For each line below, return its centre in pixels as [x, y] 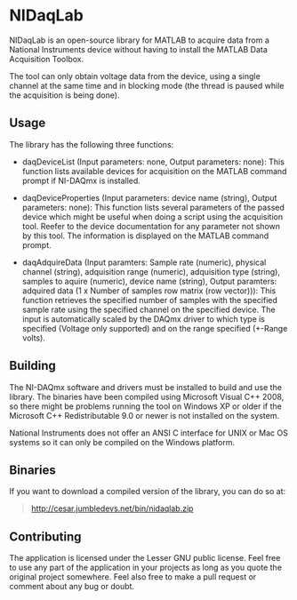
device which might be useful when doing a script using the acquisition [152, 216]
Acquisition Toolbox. [47, 59]
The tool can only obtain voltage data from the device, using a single [135, 76]
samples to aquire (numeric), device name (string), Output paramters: [149, 281]
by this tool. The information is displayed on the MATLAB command [145, 236]
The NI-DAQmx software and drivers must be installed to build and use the [146, 387]
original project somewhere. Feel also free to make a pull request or [133, 577]
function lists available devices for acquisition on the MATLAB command [154, 171]
